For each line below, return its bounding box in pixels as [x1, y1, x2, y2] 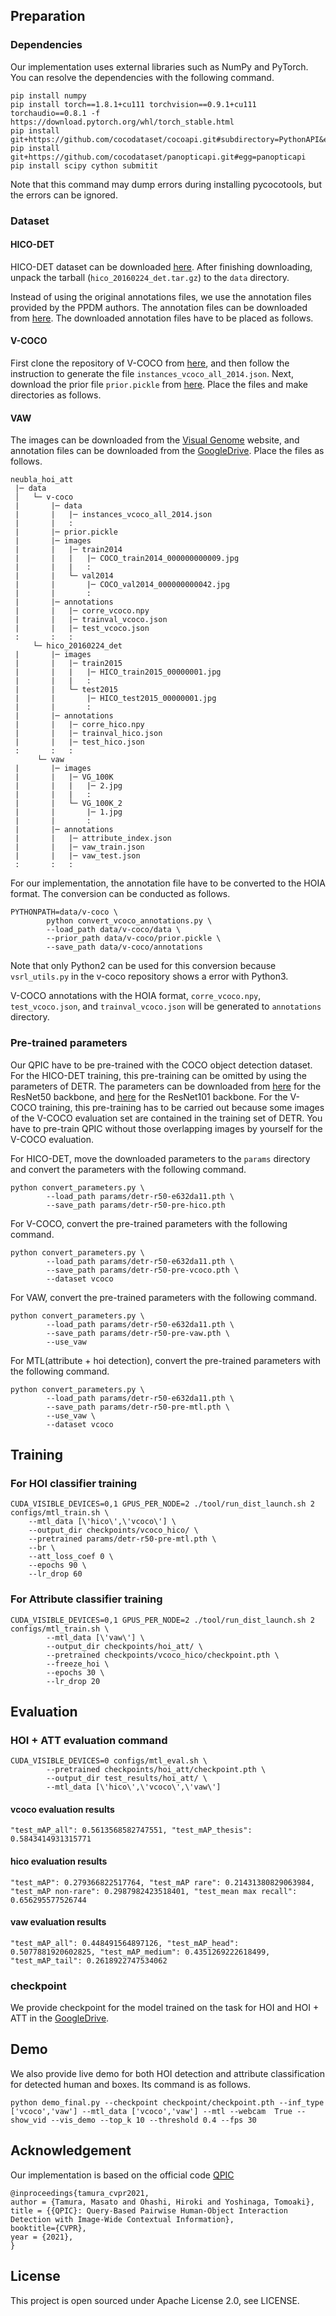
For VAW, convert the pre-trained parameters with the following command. [10, 1291, 318, 1303]
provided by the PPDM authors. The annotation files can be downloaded [10, 301, 308, 313]
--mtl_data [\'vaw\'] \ [46, 1632, 145, 1643]
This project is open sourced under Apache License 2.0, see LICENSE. [10, 2294, 300, 2306]
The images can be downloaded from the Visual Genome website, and [10, 434, 300, 446]
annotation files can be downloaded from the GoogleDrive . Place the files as [10, 445, 325, 457]
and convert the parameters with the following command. [10, 1163, 247, 1175]
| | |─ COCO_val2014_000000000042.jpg [14, 580, 230, 590]
